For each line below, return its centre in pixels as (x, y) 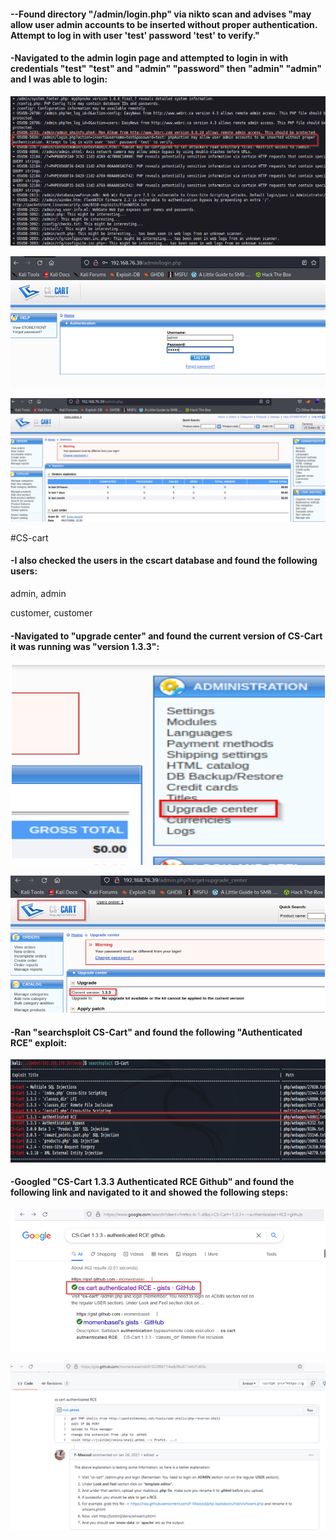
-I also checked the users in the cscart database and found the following (164, 561)
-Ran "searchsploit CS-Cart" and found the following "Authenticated (156, 1032)
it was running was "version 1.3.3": (85, 646)
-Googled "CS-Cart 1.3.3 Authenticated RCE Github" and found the (152, 1182)
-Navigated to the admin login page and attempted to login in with (149, 58)
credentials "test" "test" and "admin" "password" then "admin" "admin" (166, 69)
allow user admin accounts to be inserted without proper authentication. (164, 24)
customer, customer (51, 613)
